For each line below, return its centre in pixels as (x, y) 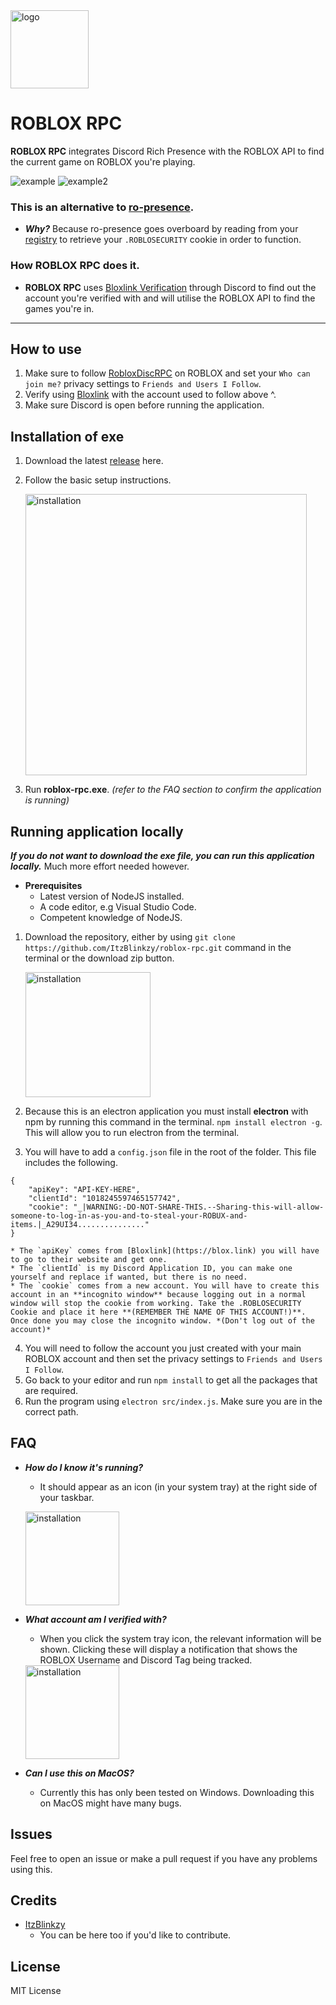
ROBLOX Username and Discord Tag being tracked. (146, 1660)
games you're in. (59, 308)
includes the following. (71, 1162)
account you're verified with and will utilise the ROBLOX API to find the (170, 298)
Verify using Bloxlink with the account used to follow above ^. (150, 395)
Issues (31, 1834)
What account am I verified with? (95, 1619)
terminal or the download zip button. (99, 958)
